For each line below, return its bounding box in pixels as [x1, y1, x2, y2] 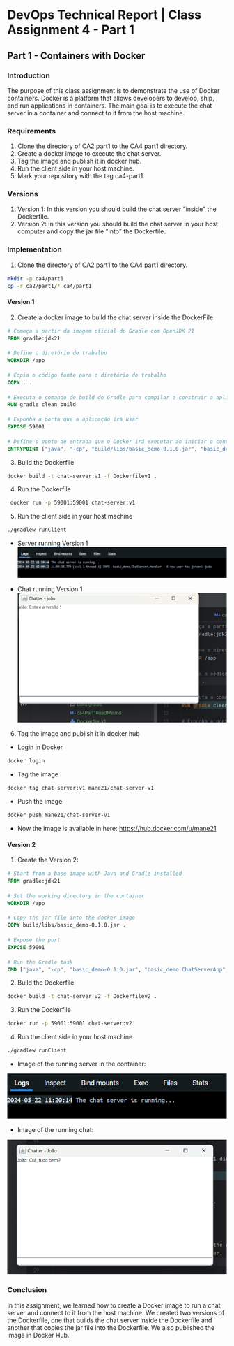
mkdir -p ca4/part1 [7, 275, 64, 282]
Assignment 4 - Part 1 [7, 22, 134, 38]
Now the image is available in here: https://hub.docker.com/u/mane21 [17, 824, 217, 832]
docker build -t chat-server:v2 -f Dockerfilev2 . [7, 993, 157, 1000]
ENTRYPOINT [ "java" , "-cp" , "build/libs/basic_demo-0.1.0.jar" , [7, 445, 198, 452]
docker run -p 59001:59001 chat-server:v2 [7, 1020, 132, 1027]
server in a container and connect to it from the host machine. [7, 108, 185, 117]
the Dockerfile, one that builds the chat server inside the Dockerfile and [7, 1316, 212, 1324]
